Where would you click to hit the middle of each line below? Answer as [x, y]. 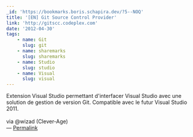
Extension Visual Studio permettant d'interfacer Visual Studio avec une [94, 96]
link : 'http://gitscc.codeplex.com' [52, 23]
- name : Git [32, 40]
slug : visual [38, 79]
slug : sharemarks [44, 56]
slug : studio [38, 68]
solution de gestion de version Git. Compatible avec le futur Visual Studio [97, 102]
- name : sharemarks [41, 51]
